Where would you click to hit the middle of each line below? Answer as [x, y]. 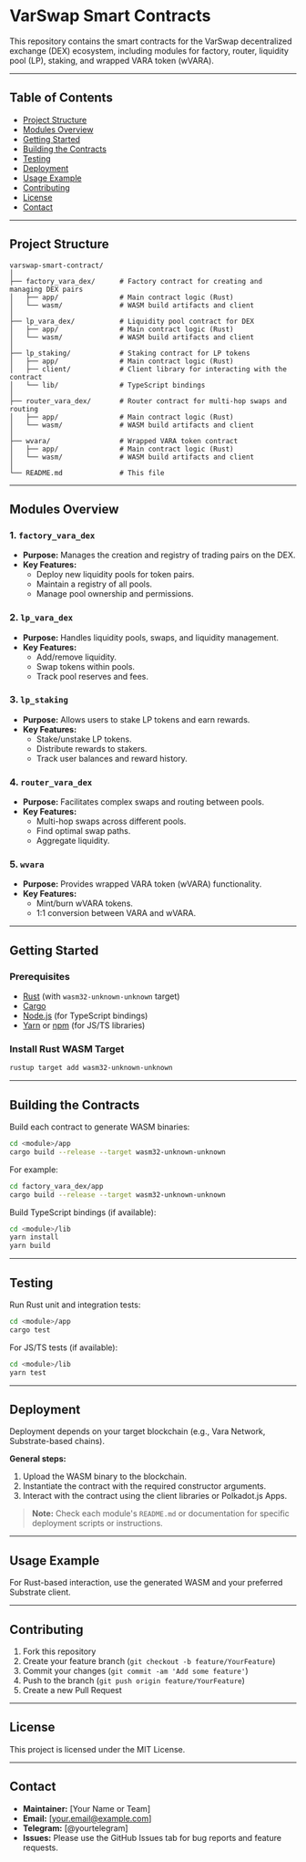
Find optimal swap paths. [83, 831]
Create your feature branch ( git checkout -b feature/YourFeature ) [149, 1660]
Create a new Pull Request [72, 1690]
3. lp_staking [39, 700]
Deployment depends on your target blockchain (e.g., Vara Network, [138, 1431]
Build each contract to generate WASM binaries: [100, 1127]
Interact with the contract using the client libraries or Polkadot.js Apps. [155, 1496]
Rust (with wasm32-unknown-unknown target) [101, 996]
